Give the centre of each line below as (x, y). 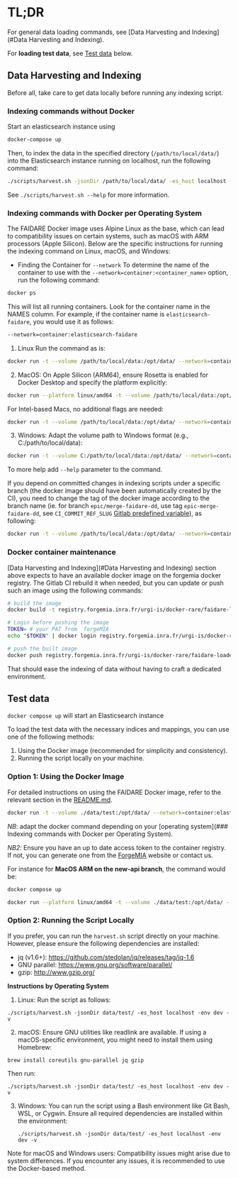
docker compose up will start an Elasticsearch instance (86, 716)
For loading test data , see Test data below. (70, 53)
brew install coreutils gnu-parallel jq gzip (75, 1060)
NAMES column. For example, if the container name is (86, 314)
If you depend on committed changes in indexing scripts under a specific (114, 483)
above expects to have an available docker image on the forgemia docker (114, 575)
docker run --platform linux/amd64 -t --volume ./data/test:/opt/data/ (115, 902)
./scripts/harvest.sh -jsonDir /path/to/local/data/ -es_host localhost (117, 181)
